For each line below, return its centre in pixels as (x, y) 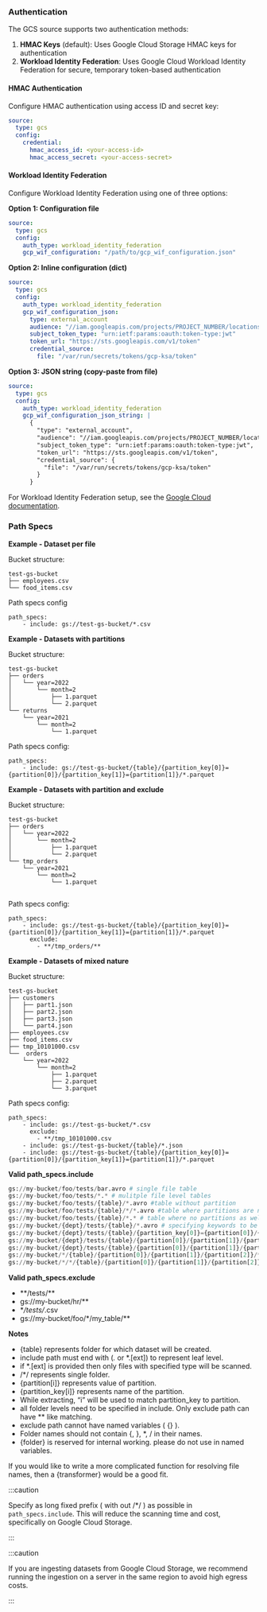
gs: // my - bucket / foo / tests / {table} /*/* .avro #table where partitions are (131, 1211)
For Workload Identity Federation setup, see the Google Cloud (110, 497)
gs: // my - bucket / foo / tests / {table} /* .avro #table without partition (122, 1203)
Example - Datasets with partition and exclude (86, 789)
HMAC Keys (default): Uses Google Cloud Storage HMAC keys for (128, 45)
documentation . (34, 506)
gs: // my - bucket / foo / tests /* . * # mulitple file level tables (110, 1196)
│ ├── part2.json (41, 1012)
